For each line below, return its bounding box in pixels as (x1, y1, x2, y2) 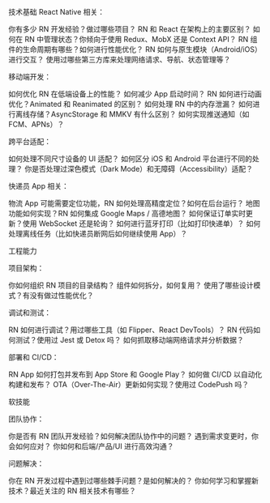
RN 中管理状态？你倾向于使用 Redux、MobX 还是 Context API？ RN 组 (24, 35, 258, 44)
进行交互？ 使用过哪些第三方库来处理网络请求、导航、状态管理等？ (8, 55, 231, 64)
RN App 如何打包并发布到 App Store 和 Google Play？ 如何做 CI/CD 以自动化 (8, 369, 263, 379)
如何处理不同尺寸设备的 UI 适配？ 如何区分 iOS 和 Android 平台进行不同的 (8, 154, 253, 164)
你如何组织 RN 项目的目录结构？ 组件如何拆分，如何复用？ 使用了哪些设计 (8, 280, 254, 290)
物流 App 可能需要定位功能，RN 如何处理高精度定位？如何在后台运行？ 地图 (8, 198, 261, 208)
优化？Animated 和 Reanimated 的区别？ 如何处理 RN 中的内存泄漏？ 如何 (8, 100, 253, 109)
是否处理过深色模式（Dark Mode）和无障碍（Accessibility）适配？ (31, 164, 254, 173)
